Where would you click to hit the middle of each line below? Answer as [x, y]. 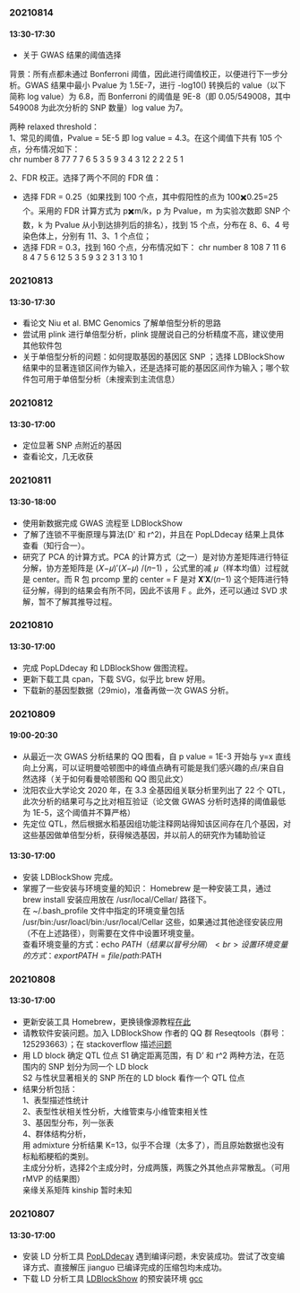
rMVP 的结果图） [53, 1179]
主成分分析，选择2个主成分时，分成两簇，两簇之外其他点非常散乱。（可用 [156, 1167]
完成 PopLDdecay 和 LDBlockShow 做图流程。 [107, 668]
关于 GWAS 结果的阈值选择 [72, 55]
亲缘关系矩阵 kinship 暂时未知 [77, 1190]
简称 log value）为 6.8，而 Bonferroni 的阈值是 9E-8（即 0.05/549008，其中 [150, 97]
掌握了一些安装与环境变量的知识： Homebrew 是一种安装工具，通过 [146, 888]
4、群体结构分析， [56, 1134]
